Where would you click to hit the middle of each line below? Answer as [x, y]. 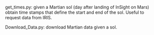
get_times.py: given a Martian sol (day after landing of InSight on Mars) [77, 7]
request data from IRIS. [29, 17]
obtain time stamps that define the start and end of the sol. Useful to [75, 12]
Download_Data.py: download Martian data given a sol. [61, 27]
